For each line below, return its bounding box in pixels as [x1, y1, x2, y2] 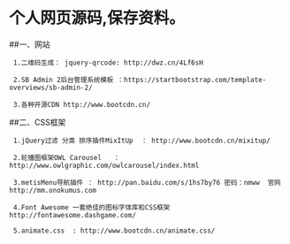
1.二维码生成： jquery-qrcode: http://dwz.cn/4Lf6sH [12, 58, 203, 67]
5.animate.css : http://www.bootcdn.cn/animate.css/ [12, 226, 216, 235]
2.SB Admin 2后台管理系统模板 [12, 75, 114, 84]
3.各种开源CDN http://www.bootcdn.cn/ [12, 100, 151, 109]
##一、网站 [9, 39, 50, 50]
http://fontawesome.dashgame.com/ [9, 210, 137, 219]
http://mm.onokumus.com [9, 186, 97, 194]
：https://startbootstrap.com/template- [117, 75, 267, 84]
